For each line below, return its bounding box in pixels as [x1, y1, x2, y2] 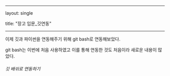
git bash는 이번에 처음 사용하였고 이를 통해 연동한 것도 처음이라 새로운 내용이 [5, 47, 157, 53]
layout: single [5, 10, 33, 16]
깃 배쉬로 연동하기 [5, 65, 40, 71]
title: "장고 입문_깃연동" [5, 21, 52, 26]
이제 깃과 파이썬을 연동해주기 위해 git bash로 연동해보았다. [5, 36, 120, 42]
